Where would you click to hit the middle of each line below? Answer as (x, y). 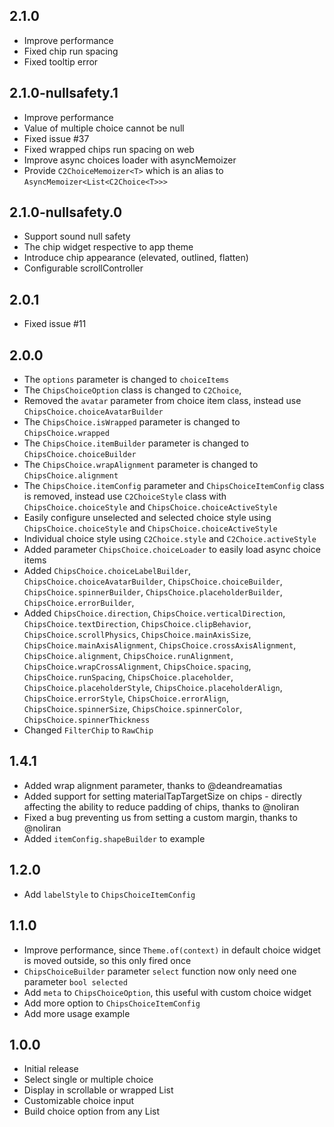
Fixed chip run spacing (71, 51)
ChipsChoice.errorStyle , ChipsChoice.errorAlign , (126, 698)
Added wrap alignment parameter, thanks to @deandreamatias (153, 785)
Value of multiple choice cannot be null (104, 128)
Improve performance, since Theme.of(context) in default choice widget (172, 950)
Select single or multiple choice (88, 1080)
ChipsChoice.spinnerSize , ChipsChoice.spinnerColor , (133, 709)
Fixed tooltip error (61, 61)
